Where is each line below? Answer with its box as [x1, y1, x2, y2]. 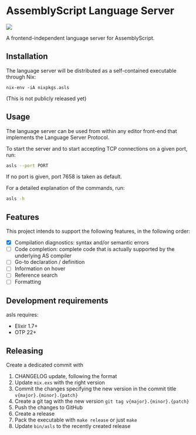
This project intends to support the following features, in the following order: [6, 227, 191, 235]
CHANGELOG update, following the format [14, 373, 117, 380]
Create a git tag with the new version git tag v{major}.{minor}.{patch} [14, 397, 190, 405]
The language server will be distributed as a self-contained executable [6, 67, 177, 74]
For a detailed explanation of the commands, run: [6, 185, 125, 192]
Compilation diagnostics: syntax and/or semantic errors [14, 239, 149, 246]
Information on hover [14, 265, 66, 272]
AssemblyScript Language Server [6, 4, 175, 18]
